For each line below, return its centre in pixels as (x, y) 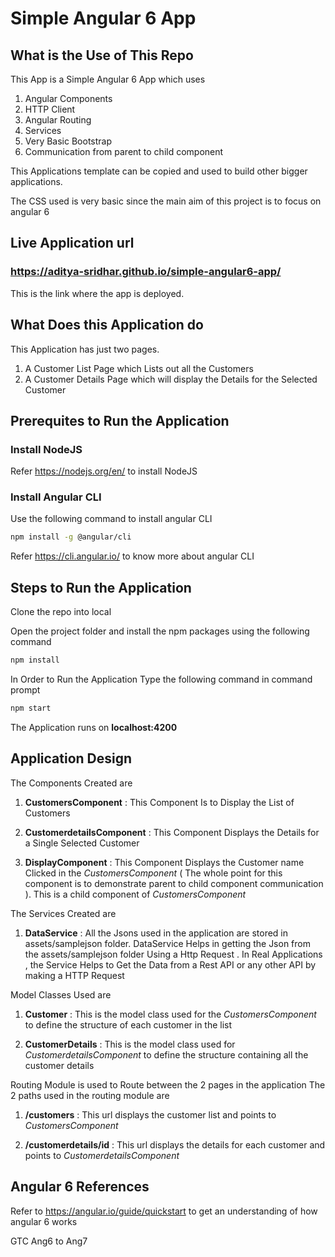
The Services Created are (63, 913)
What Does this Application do (107, 325)
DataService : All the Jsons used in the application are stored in (156, 933)
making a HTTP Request (74, 975)
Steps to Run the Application (101, 587)
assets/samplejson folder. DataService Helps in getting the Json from (167, 943)
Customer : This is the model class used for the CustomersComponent (170, 1014)
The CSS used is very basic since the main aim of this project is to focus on (166, 201)
